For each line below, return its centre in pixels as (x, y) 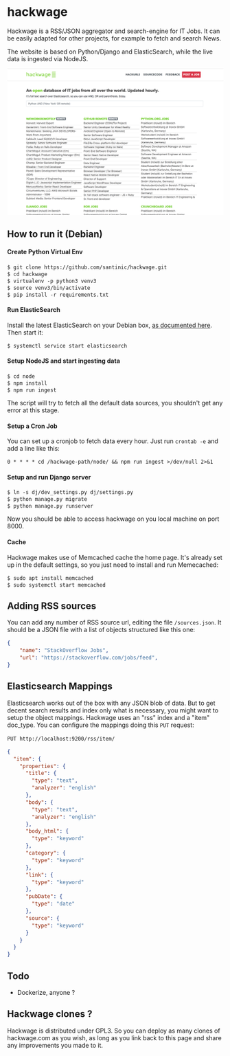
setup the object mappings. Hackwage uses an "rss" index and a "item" (108, 717)
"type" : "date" (54, 904)
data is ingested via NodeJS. (48, 58)
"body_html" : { (47, 831)
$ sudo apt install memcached (50, 578)
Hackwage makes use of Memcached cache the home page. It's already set (115, 557)
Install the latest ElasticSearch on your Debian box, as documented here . (110, 325)
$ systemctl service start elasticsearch (67, 346)
